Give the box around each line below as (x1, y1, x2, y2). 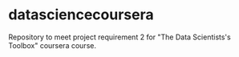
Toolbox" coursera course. (8, 40, 96, 50)
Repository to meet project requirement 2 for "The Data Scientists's (8, 32, 231, 42)
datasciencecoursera (8, 6, 154, 24)
